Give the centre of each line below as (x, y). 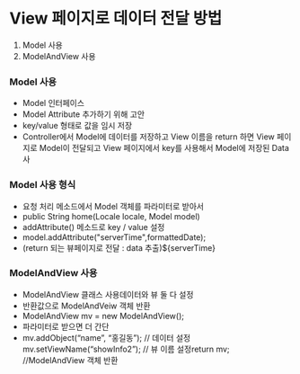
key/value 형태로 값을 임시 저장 (77, 126)
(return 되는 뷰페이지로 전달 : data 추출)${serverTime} (119, 247)
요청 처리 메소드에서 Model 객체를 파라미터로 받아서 (113, 206)
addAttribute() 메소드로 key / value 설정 (93, 227)
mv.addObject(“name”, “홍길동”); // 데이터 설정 (106, 337)
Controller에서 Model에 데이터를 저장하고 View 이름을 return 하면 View (149, 137)
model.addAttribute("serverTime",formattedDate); (114, 237)
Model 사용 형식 (43, 185)
